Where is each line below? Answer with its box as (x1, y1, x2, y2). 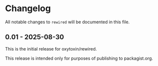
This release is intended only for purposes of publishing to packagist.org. (5, 55, 153, 61)
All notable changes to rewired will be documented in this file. (5, 19, 130, 25)
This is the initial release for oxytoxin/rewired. (5, 46, 97, 51)
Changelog (5, 3, 51, 14)
